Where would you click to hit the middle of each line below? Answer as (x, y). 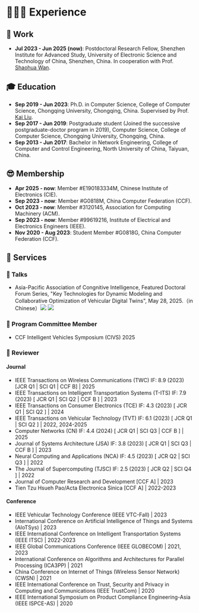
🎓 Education (31, 87)
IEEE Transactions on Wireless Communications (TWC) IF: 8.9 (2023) (99, 380)
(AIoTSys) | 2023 (36, 527)
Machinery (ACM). (37, 213)
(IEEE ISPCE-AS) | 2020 (44, 603)
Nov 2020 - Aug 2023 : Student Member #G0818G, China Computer (98, 233)
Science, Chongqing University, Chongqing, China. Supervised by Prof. (102, 110)
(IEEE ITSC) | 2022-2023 (45, 540)
